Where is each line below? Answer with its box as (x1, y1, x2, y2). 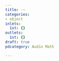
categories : (5, 12, 30, 17)
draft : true (5, 40, 30, 45)
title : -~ (5, 7, 26, 12)
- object (5, 16, 23, 21)
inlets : (5, 21, 21, 26)
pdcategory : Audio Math (5, 44, 55, 49)
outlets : (5, 30, 23, 35)
